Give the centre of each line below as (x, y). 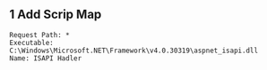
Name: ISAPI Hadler (46, 58)
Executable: (31, 43)
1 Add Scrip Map (56, 15)
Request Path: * (39, 35)
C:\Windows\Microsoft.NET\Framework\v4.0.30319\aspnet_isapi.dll (133, 51)
